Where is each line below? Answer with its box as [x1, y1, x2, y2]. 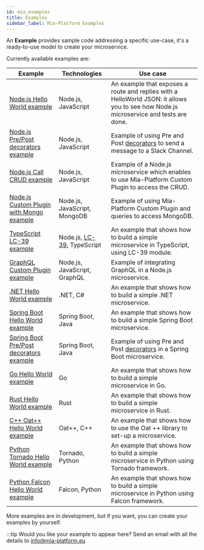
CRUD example [9, 176, 53, 184]
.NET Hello [9, 287, 40, 295]
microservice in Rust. [110, 407, 171, 415]
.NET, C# [58, 291, 85, 300]
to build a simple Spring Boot [110, 316, 193, 325]
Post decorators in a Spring [110, 345, 189, 353]
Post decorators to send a [110, 139, 185, 148]
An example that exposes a [110, 80, 188, 88]
